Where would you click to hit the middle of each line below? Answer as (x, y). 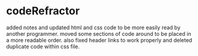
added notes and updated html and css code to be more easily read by (93, 27)
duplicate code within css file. (43, 46)
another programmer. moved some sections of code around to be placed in (99, 33)
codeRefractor (43, 11)
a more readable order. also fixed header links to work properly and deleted (99, 40)
